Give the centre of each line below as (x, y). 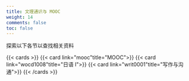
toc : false (20, 28)
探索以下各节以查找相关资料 (40, 46)
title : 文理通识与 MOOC (33, 12)
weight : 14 (20, 17)
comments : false (26, 22)
